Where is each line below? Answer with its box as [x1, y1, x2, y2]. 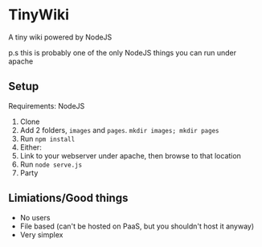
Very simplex [19, 229, 63, 239]
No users [19, 212, 51, 222]
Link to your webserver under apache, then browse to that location [19, 150, 241, 160]
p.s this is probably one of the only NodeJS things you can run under [8, 47, 237, 57]
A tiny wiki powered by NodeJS [8, 32, 113, 42]
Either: [19, 142, 42, 152]
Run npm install [19, 134, 76, 143]
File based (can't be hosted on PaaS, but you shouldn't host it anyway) [19, 221, 255, 231]
